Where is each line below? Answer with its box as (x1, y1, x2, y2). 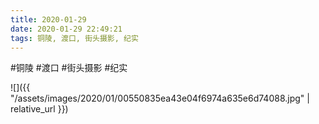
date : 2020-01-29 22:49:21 (10, 24, 123, 34)
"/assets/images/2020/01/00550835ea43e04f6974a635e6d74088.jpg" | (10, 92, 310, 105)
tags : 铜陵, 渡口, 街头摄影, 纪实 (10, 33, 139, 43)
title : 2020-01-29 (10, 14, 87, 25)
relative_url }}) (10, 103, 69, 115)
